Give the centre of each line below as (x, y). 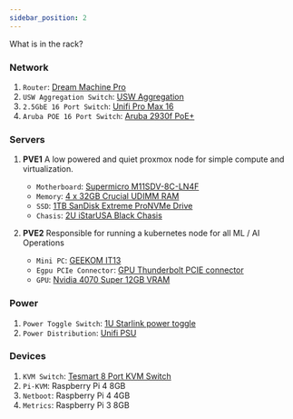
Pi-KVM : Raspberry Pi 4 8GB (74, 385)
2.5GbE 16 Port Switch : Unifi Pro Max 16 (98, 106)
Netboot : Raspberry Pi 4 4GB (76, 395)
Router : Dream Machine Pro (74, 86)
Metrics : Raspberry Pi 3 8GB (76, 404)
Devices (28, 356)
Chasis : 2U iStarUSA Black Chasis (99, 215)
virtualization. (48, 169)
